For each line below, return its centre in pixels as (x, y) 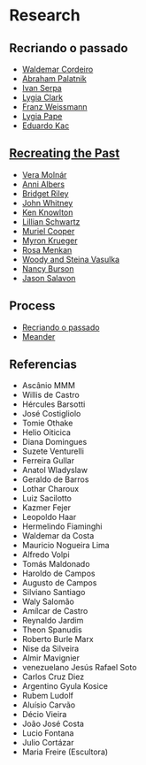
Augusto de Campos (59, 583)
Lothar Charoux (50, 489)
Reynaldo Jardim (53, 621)
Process (32, 306)
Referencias (43, 365)
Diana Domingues (54, 442)
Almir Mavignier (50, 658)
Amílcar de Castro (55, 611)
